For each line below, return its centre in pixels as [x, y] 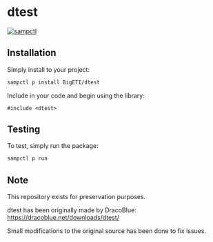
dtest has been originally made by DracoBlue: [72, 210]
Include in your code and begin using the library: [76, 95]
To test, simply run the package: [53, 146]
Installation [32, 53]
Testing [24, 130]
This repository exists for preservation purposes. [77, 197]
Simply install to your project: [49, 69]
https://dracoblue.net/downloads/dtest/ [63, 218]
